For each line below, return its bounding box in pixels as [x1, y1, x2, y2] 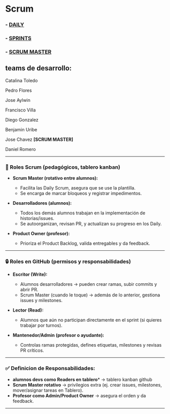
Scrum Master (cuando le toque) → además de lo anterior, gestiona [20, 292, 160, 298]
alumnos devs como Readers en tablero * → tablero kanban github [12, 376, 153, 383]
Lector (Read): [12, 307, 44, 313]
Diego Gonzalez [5, 117, 39, 123]
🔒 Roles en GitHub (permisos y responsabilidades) [5, 258, 131, 265]
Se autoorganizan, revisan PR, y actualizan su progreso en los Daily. [20, 221, 162, 227]
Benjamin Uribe [5, 126, 37, 132]
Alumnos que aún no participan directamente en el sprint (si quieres [20, 317, 162, 323]
